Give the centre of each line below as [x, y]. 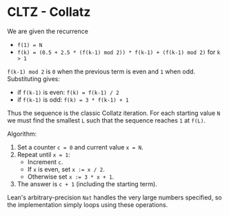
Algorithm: [22, 134]
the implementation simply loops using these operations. [88, 204]
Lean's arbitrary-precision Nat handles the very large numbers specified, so [114, 197]
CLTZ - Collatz [49, 12]
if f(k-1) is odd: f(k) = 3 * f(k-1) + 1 [73, 99]
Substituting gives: [33, 79]
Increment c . [45, 162]
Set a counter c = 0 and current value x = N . [80, 147]
